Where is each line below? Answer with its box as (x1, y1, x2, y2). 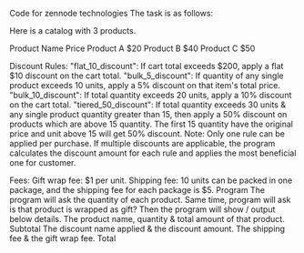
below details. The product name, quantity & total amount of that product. (9, 214, 285, 224)
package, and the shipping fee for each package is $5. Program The (9, 185, 266, 195)
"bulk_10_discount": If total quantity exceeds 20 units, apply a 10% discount (9, 90, 292, 100)
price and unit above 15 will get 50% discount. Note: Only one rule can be (9, 128, 285, 139)
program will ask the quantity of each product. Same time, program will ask (9, 195, 291, 205)
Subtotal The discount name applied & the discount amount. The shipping (9, 223, 285, 234)
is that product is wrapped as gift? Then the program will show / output (9, 204, 276, 215)
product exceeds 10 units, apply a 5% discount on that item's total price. (9, 80, 280, 90)
